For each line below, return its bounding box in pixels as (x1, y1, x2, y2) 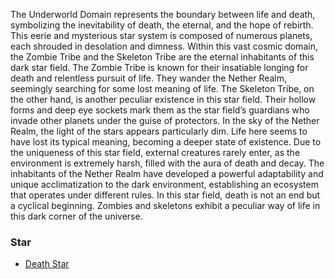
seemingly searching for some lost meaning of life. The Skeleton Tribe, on (10, 83, 315, 94)
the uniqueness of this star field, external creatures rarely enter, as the (10, 147, 301, 158)
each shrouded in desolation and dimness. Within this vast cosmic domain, (10, 40, 318, 52)
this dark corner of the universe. (10, 210, 143, 222)
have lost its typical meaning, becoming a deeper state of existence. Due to (10, 136, 322, 148)
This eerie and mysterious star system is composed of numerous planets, (10, 30, 313, 41)
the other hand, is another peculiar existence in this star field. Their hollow (10, 94, 317, 105)
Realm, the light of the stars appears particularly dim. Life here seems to (10, 125, 308, 137)
